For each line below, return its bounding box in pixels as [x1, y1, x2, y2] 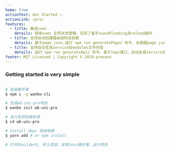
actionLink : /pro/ [5, 17, 44, 22]
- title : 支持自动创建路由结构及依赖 [10, 36, 79, 41]
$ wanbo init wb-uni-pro [5, 106, 58, 111]
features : [5, 21, 26, 27]
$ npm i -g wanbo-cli [5, 91, 51, 96]
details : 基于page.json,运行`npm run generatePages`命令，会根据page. [14, 40, 159, 45]
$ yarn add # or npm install [5, 133, 67, 138]
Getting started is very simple [5, 71, 80, 78]
